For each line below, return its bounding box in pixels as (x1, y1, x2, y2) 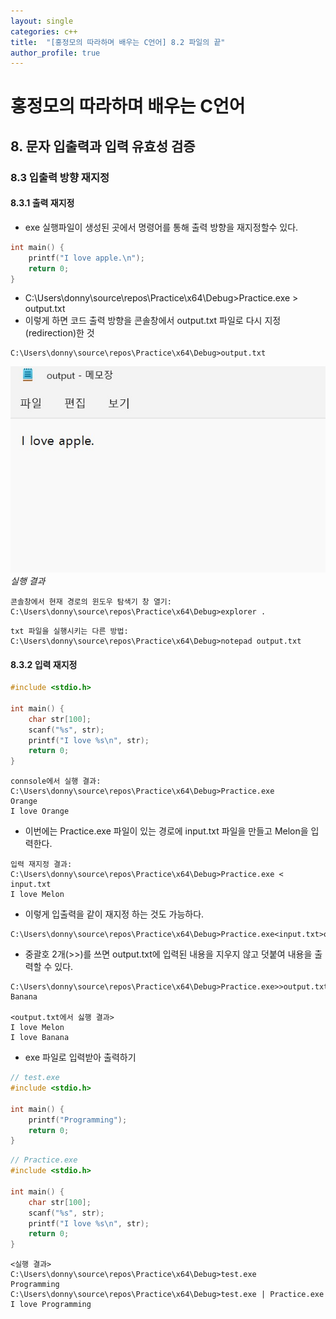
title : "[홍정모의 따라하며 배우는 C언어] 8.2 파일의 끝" (10, 37, 226, 47)
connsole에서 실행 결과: (10, 776, 102, 787)
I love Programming (10, 1300, 92, 1310)
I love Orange (10, 806, 70, 817)
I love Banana (10, 1033, 70, 1043)
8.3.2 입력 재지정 (10, 658, 78, 670)
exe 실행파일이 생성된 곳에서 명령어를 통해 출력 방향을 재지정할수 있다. (24, 221, 299, 233)
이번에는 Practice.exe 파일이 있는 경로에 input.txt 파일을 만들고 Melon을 (24, 825, 309, 837)
